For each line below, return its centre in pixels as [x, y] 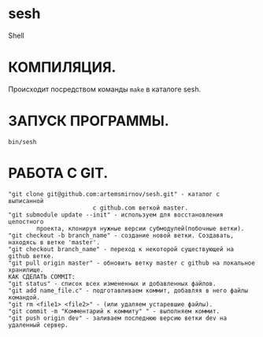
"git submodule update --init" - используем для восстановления [116, 215]
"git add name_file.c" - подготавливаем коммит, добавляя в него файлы [128, 291]
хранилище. [26, 270]
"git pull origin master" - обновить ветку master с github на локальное [132, 263]
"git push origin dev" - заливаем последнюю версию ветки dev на [117, 318]
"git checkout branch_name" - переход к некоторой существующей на [121, 249]
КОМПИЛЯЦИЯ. [62, 67]
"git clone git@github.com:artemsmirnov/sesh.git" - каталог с [114, 194]
